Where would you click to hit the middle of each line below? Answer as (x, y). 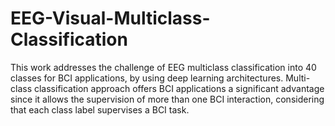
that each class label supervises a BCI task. (100, 109)
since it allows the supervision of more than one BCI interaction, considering (167, 99)
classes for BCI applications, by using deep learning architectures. (147, 78)
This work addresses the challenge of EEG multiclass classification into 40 (163, 67)
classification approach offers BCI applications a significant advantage (179, 88)
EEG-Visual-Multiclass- (110, 18)
